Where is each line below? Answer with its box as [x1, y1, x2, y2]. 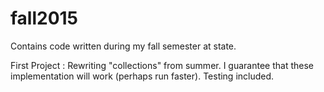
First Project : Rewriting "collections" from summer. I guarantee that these [10, 59, 314, 71]
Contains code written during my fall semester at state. [10, 40, 237, 52]
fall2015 [10, 7, 79, 30]
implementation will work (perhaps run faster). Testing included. [10, 70, 275, 82]
